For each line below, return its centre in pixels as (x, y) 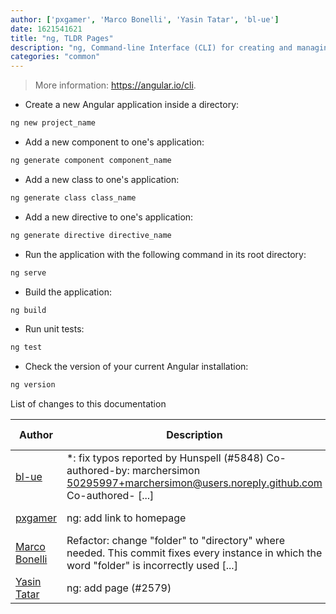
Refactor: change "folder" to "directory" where (175, 541)
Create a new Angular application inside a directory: (132, 105)
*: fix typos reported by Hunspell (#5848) (165, 458)
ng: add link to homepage (126, 518)
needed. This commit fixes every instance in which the (194, 553)
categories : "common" (55, 57)
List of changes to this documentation (88, 404)
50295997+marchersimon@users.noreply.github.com (194, 483)
